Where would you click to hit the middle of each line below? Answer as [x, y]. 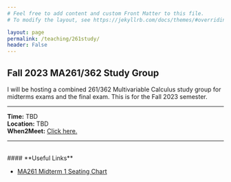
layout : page [26, 32]
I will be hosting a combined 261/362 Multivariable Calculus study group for [114, 89]
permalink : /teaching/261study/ [53, 38]
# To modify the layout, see [49, 20]
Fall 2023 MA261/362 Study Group [83, 73]
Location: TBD [28, 124]
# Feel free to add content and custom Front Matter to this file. [106, 13]
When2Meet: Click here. [42, 130]
